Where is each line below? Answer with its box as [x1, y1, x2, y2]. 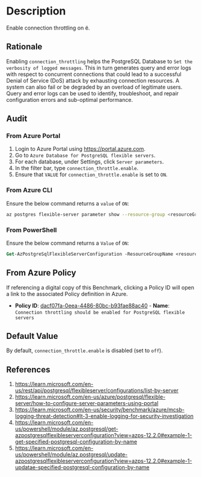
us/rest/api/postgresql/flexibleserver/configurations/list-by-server [14, 387, 179, 394]
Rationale [6, 42, 43, 52]
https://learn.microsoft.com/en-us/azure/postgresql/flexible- [14, 393, 166, 400]
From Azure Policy [6, 268, 76, 278]
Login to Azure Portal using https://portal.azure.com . [14, 145, 146, 153]
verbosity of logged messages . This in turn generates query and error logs [6, 64, 191, 71]
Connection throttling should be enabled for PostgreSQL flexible [14, 309, 185, 315]
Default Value [6, 330, 58, 341]
